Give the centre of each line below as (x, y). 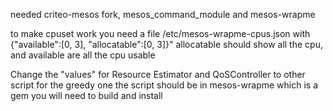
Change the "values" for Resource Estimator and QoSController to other (158, 74)
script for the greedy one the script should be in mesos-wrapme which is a (164, 85)
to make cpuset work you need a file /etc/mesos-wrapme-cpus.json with (160, 33)
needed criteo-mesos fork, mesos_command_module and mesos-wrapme (163, 14)
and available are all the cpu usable (83, 55)
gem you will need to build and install (86, 95)
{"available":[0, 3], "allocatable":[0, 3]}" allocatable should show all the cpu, (166, 44)
